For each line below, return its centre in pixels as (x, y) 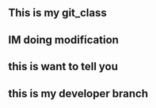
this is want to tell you (63, 67)
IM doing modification (63, 40)
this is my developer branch (78, 93)
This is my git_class (57, 13)
